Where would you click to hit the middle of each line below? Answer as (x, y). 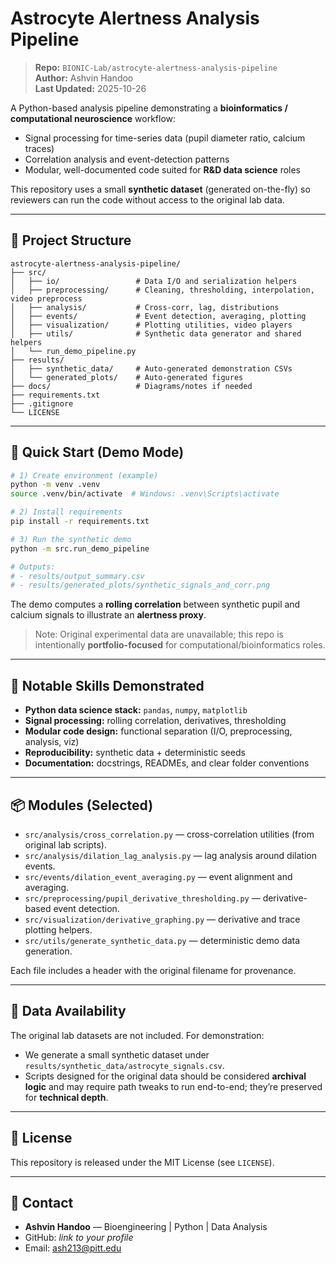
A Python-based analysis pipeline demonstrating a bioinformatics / (149, 108)
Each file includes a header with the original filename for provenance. (153, 970)
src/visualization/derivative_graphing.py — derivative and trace (162, 919)
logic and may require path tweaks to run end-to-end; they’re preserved (173, 1086)
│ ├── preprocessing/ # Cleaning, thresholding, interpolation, (162, 290)
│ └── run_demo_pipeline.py (73, 351)
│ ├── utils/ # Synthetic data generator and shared (156, 333)
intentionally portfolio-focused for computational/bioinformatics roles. (180, 645)
